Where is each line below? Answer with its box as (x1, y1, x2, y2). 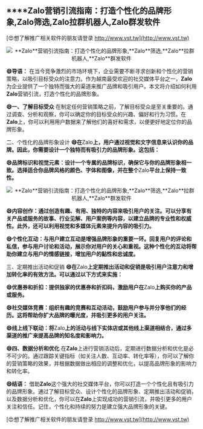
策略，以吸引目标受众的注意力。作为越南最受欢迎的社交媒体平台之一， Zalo (6, 75, 192, 82)
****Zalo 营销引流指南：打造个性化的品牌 (6, 5, 164, 16)
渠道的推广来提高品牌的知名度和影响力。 (6, 332, 107, 339)
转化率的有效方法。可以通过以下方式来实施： (11, 271, 123, 278)
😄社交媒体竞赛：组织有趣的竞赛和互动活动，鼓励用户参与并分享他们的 (6, 304, 181, 311)
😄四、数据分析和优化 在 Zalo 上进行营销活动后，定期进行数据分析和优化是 (6, 344, 189, 352)
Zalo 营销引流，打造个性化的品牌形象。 (6, 90, 103, 97)
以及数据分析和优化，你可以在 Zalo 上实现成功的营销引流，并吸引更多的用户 (6, 395, 192, 402)
